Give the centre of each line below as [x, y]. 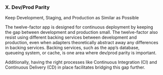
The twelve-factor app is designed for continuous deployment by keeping [79, 27]
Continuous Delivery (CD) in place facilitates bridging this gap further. [75, 67]
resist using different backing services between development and [71, 37]
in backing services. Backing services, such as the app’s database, [72, 48]
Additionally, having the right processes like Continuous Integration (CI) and [81, 62]
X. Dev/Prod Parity [27, 7]
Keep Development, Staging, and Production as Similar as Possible [72, 18]
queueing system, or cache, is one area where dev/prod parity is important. [81, 53]
